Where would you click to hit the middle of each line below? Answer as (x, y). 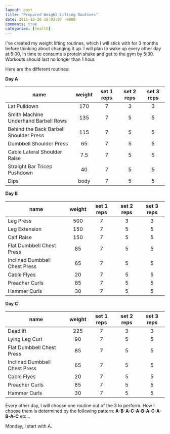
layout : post (19, 10)
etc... (25, 416)
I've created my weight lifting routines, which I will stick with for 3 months (82, 43)
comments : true (21, 24)
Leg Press (20, 221)
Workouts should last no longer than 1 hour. (50, 59)
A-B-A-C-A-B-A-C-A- (139, 411)
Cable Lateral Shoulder (35, 152)
